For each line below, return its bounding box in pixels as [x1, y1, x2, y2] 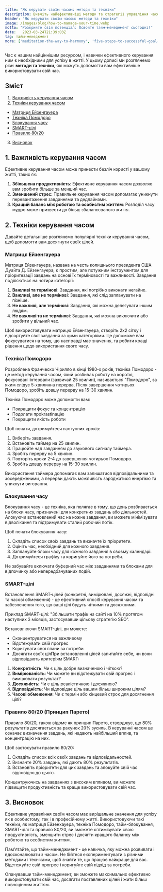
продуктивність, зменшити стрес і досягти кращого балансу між [5, 832, 140, 837]
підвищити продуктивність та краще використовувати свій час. [5, 784, 137, 790]
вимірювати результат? [12, 676, 61, 682]
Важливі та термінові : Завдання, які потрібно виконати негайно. [12, 287, 147, 293]
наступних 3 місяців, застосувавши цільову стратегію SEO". [5, 617, 130, 622]
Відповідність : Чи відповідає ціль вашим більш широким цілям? [12, 686, 147, 692]
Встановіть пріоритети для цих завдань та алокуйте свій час [12, 765, 138, 770]
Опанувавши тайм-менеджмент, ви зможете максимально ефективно [5, 872, 151, 877]
